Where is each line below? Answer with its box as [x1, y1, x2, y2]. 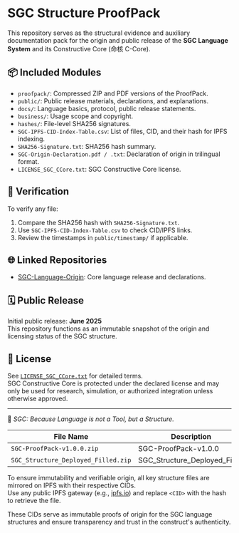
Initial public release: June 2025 [7, 317, 102, 326]
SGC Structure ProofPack [7, 5, 161, 21]
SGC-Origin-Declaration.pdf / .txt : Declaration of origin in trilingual [17, 150, 221, 158]
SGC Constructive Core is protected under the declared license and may [7, 379, 220, 388]
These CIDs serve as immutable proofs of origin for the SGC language [7, 510, 213, 518]
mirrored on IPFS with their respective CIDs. [7, 481, 137, 490]
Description [170, 432, 212, 441]
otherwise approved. [7, 394, 68, 403]
